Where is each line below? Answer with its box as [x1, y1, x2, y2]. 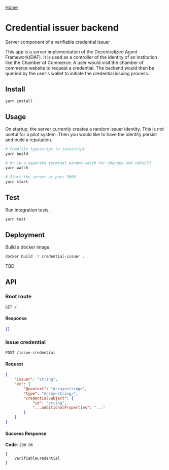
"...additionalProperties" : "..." [32, 405, 106, 411]
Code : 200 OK [5, 442, 33, 448]
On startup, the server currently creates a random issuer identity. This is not [5, 126, 164, 132]
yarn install [5, 99, 33, 104]
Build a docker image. [5, 244, 51, 250]
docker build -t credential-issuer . [5, 254, 85, 259]
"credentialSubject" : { [23, 396, 74, 401]
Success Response [5, 430, 47, 436]
